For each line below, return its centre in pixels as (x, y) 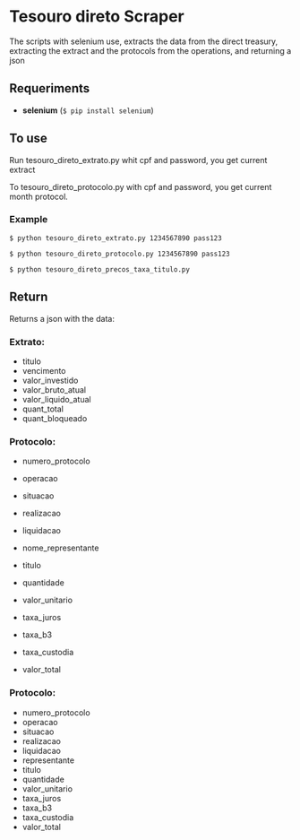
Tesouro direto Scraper (97, 17)
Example (29, 220)
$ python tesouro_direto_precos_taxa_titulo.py (100, 269)
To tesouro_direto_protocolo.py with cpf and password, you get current (141, 186)
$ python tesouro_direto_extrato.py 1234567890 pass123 (116, 238)
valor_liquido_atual (56, 399)
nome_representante (60, 548)
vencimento (44, 370)
